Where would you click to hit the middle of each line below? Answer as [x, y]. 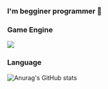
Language [25, 63]
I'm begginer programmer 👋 [55, 11]
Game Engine [30, 29]
